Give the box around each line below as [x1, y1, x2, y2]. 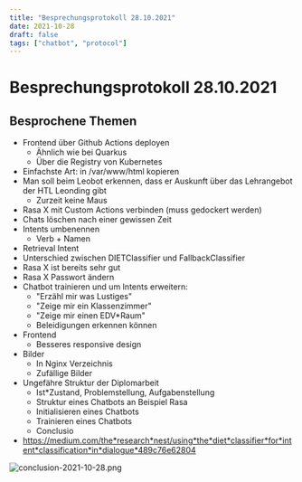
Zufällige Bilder [35, 368, 93, 379]
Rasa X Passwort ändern [22, 272, 115, 283]
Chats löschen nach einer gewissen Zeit [22, 214, 172, 225]
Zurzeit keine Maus [35, 195, 109, 206]
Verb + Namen [35, 233, 91, 244]
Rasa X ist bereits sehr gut [22, 262, 121, 273]
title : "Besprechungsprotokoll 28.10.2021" [9, 13, 176, 23]
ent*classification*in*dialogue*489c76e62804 [22, 445, 196, 456]
